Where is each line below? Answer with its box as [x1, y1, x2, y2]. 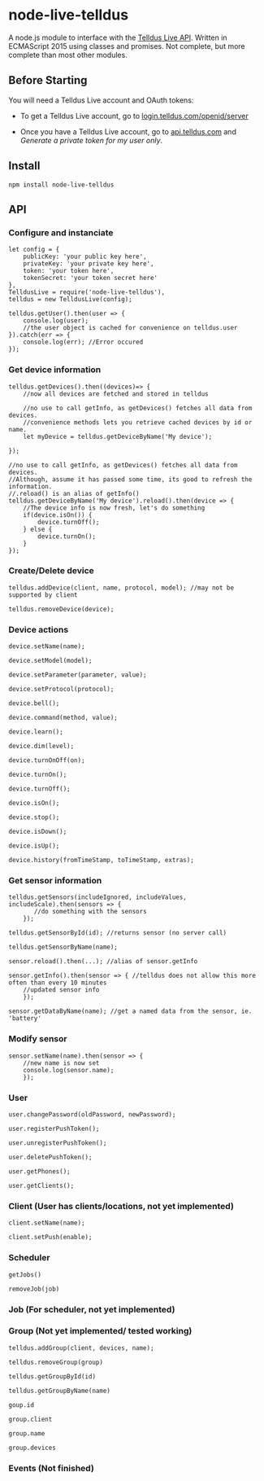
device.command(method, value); [8, 714, 118, 722]
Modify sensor [8, 1033, 67, 1045]
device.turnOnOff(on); [8, 756, 85, 765]
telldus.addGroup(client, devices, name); [8, 1343, 154, 1352]
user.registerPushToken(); [8, 1125, 100, 1133]
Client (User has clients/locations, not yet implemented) [8, 1200, 234, 1212]
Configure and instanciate [8, 226, 114, 238]
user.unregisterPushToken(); [8, 1139, 107, 1147]
